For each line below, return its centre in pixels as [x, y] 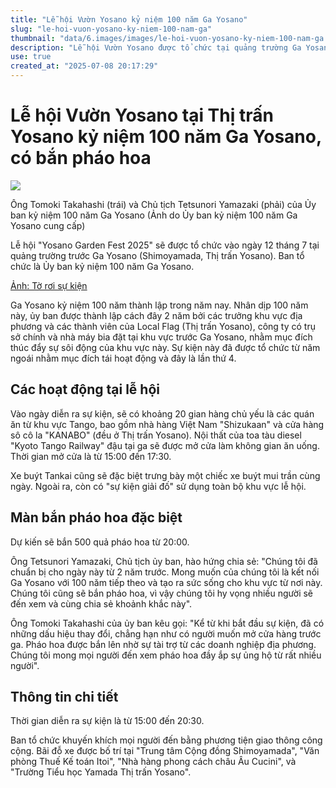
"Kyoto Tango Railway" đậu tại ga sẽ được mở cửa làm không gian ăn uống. [165, 445]
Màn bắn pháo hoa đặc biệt [96, 517]
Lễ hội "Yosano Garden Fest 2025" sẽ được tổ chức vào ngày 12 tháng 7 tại [165, 245]
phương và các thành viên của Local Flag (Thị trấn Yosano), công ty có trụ [163, 326]
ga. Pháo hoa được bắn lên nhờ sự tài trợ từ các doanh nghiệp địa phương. [163, 644]
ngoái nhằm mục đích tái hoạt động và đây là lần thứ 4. [123, 358]
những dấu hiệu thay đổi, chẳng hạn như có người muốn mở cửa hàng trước [166, 633]
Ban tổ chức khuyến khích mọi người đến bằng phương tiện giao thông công [166, 740]
